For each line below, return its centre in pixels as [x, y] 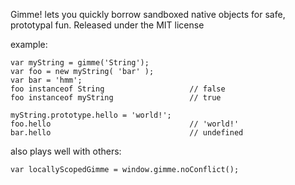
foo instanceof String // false [118, 89]
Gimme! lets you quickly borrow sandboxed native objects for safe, [148, 14]
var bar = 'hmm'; [46, 80]
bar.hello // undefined [127, 133]
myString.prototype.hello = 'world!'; [91, 115]
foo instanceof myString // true [116, 98]
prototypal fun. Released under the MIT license [107, 25]
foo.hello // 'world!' [125, 124]
